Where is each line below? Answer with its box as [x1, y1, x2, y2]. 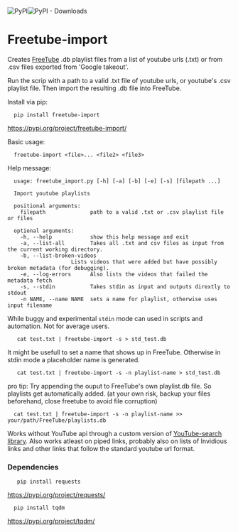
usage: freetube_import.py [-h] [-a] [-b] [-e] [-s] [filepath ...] [13, 178, 221, 185]
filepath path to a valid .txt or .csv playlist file [20, 208, 224, 216]
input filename [7, 302, 53, 309]
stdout [7, 289, 27, 296]
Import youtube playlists [13, 190, 91, 197]
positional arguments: [13, 202, 81, 210]
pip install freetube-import [13, 111, 100, 119]
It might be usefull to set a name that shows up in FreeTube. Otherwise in [7, 348, 221, 357]
